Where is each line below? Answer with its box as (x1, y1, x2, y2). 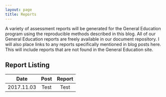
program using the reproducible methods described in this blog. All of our (5, 31, 156, 37)
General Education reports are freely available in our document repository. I (5, 36, 160, 42)
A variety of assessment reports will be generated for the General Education (5, 25, 162, 31)
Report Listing (5, 60, 50, 69)
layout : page (5, 7, 32, 12)
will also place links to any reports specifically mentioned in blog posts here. (5, 41, 162, 47)
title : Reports (5, 12, 37, 17)
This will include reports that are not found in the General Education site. (5, 47, 153, 52)
